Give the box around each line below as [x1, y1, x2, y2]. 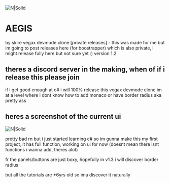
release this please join [5, 73, 80, 82]
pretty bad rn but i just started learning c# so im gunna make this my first [5, 136, 158, 142]
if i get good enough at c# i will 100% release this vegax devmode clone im [5, 87, 162, 93]
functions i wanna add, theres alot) [5, 146, 78, 152]
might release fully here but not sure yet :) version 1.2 [5, 50, 117, 56]
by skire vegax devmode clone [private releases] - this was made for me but [5, 39, 165, 45]
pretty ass [5, 97, 26, 103]
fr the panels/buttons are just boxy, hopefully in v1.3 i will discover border [5, 156, 159, 163]
